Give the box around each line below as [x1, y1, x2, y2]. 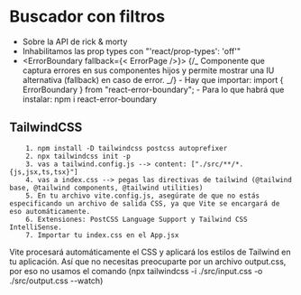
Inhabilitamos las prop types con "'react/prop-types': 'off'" [22, 45, 242, 56]
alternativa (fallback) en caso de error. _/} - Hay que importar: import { [22, 74, 284, 85]
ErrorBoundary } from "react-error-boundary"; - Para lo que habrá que [22, 84, 285, 95]
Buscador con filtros [9, 6, 165, 27]
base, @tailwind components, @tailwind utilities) [9, 183, 204, 192]
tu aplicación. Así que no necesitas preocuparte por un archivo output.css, [9, 255, 287, 267]
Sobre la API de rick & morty [22, 36, 128, 47]
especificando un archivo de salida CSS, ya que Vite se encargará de [9, 198, 280, 208]
